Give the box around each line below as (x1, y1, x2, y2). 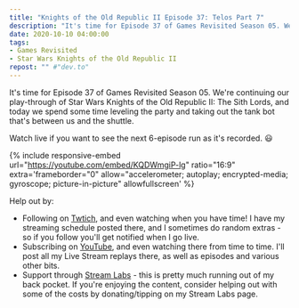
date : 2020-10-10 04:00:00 (9, 29, 109, 38)
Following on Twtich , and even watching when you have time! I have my (21, 213, 286, 223)
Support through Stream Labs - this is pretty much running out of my (21, 269, 274, 280)
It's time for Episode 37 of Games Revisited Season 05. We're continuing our (9, 86, 290, 98)
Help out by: (9, 195, 54, 206)
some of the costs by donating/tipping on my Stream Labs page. (21, 288, 258, 299)
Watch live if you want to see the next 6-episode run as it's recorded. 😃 (9, 133, 273, 143)
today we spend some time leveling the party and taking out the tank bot (9, 106, 275, 117)
